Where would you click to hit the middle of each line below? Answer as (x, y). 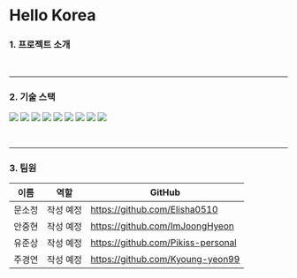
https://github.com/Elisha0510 (154, 210)
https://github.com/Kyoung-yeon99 (165, 259)
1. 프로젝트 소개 (40, 45)
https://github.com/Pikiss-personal (164, 243)
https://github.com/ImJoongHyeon (162, 226)
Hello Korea (53, 15)
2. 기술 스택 (32, 97)
